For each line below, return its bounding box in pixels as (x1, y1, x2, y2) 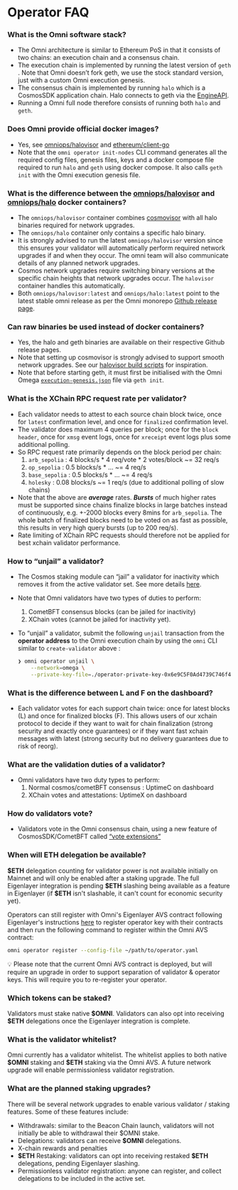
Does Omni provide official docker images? (7, 124, 159, 134)
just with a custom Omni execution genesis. (17, 76, 146, 85)
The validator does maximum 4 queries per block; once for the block (17, 425, 219, 433)
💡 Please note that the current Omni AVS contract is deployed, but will (7, 959, 212, 968)
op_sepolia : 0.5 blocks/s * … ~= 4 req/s (28, 463, 147, 471)
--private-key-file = (31, 670, 92, 678)
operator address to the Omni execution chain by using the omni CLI (17, 636, 218, 645)
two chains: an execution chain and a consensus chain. (17, 53, 180, 62)
